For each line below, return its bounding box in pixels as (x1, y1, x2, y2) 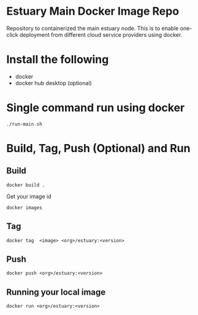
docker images (6, 204, 43, 211)
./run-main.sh (6, 121, 43, 127)
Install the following (6, 53, 109, 67)
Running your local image (6, 287, 106, 297)
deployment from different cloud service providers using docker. (19, 31, 183, 38)
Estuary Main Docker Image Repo (6, 4, 180, 18)
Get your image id (6, 192, 51, 200)
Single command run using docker (6, 101, 185, 115)
